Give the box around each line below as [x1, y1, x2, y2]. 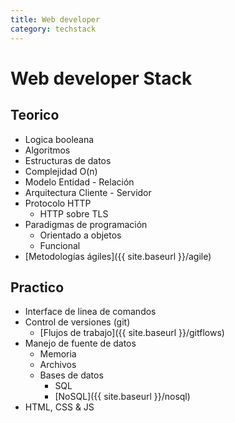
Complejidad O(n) [24, 165, 98, 177]
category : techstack [10, 24, 97, 34]
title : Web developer [10, 14, 101, 25]
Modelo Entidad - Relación [24, 176, 135, 188]
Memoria [39, 348, 77, 360]
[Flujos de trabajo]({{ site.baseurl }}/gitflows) [39, 327, 225, 339]
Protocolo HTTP [24, 197, 92, 209]
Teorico [10, 107, 60, 124]
